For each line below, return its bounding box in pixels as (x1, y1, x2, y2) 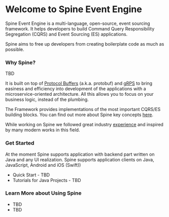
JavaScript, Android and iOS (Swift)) (5, 162, 81, 168)
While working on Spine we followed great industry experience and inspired (5, 122, 164, 128)
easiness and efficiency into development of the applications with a (5, 86, 146, 92)
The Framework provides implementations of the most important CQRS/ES (5, 106, 161, 113)
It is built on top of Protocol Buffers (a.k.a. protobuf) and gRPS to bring (5, 80, 153, 87)
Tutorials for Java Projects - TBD (12, 177, 81, 183)
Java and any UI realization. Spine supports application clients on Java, (5, 156, 154, 163)
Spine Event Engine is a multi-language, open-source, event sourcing (5, 20, 151, 26)
